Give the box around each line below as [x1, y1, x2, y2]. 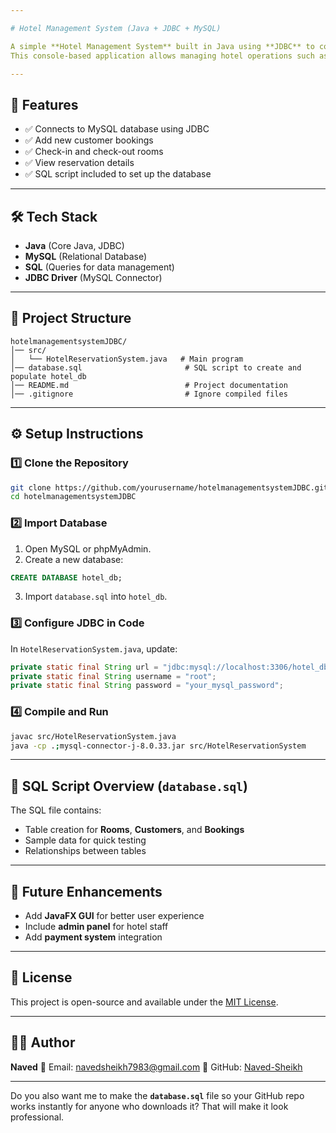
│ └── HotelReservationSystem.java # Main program [10, 354, 244, 364]
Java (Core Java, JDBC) [24, 240, 125, 251]
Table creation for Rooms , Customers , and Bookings [24, 824, 245, 836]
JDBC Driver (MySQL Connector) [24, 272, 163, 283]
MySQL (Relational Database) [24, 251, 148, 262]
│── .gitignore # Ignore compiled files [10, 389, 288, 399]
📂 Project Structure [10, 310, 132, 327]
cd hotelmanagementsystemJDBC [10, 492, 137, 502]
